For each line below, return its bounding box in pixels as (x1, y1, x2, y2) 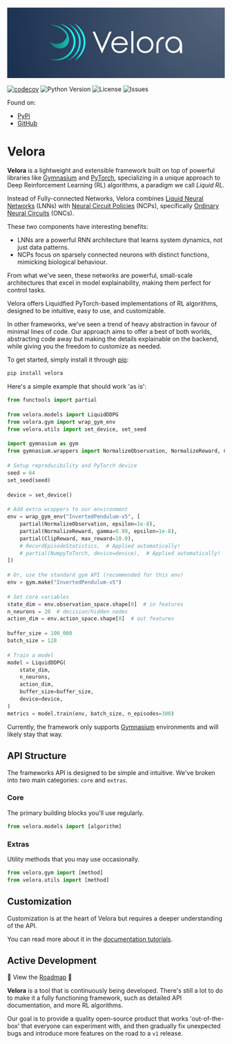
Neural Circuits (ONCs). (7, 209, 75, 218)
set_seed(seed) (7, 476, 51, 484)
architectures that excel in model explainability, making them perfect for (7, 279, 211, 287)
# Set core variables (7, 593, 70, 600)
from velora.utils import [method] (7, 876, 110, 884)
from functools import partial (7, 397, 97, 404)
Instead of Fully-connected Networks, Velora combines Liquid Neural (7, 194, 204, 203)
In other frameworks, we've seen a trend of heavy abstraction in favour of (7, 320, 217, 328)
